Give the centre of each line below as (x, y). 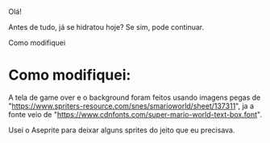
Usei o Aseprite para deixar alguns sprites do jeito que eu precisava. (122, 130)
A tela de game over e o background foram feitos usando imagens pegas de (135, 97)
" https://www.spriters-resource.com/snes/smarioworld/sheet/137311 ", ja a (131, 106)
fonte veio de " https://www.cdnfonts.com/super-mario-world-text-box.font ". (135, 114)
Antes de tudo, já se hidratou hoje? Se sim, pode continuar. (106, 27)
